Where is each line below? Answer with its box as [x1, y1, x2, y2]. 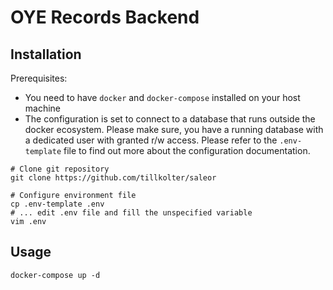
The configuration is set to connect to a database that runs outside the [24, 113, 316, 125]
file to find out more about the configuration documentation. [63, 145, 311, 156]
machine [24, 102, 62, 114]
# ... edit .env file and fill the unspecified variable [10, 208, 253, 218]
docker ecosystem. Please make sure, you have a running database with [24, 124, 324, 135]
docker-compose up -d [10, 270, 101, 280]
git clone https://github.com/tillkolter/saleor [10, 173, 217, 183]
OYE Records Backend [10, 6, 200, 29]
